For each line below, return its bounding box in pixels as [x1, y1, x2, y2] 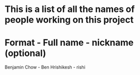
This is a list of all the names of [4, 3, 135, 15]
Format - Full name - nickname [4, 37, 134, 48]
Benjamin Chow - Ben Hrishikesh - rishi [4, 64, 86, 70]
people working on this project [4, 14, 134, 25]
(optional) [4, 47, 46, 59]
